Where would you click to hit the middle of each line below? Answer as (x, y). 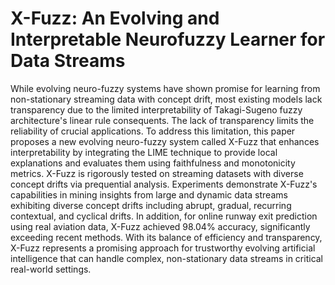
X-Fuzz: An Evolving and (115, 18)
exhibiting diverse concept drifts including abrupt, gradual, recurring (151, 205)
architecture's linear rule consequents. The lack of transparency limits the (162, 120)
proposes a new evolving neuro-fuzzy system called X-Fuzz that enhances (165, 141)
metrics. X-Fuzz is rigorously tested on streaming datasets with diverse (157, 173)
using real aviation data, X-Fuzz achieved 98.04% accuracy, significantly (160, 226)
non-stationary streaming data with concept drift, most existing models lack (166, 99)
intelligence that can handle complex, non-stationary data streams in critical (167, 258)
